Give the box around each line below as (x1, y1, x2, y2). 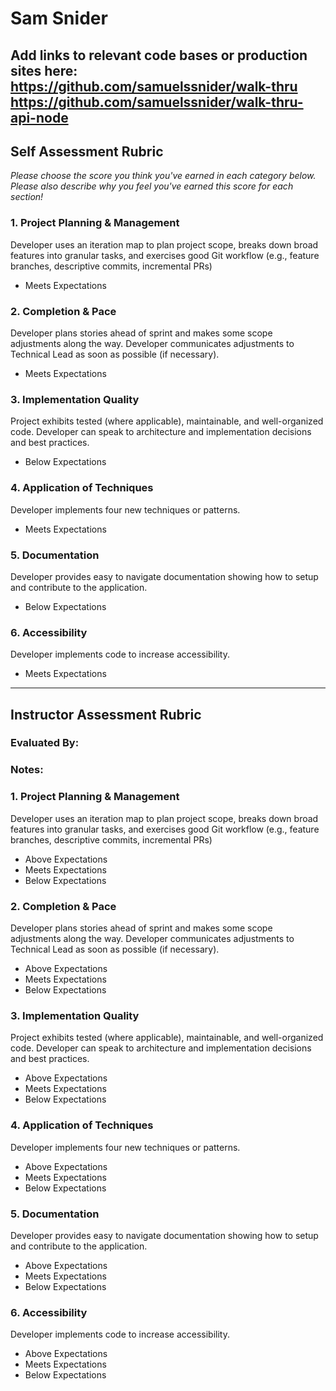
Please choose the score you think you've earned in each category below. (10, 170, 317, 182)
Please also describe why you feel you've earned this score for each (10, 180, 294, 192)
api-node (10, 109, 69, 126)
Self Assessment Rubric (10, 143, 164, 160)
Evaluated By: (10, 736, 80, 750)
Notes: (10, 763, 44, 777)
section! (10, 191, 44, 203)
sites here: (10, 62, 78, 79)
